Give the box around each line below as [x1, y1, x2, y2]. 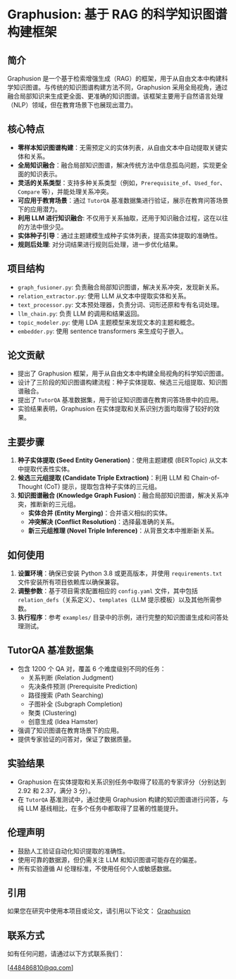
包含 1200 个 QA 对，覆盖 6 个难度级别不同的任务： [17, 664, 166, 673]
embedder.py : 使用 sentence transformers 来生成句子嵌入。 [17, 327, 188, 335]
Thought [17, 482, 43, 491]
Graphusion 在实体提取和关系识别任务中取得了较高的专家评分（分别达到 [17, 778, 226, 786]
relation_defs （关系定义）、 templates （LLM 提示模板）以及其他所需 [17, 596, 216, 604]
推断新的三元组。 [30, 500, 80, 509]
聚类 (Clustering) [27, 709, 77, 717]
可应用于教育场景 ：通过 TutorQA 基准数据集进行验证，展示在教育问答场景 [17, 196, 229, 204]
